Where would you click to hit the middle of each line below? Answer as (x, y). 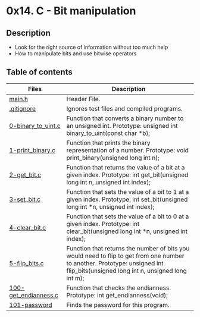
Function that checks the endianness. (119, 288)
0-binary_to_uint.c (35, 125)
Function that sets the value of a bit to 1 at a (128, 192)
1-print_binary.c (32, 150)
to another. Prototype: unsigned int (115, 263)
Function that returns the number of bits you (128, 248)
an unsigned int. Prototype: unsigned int (122, 125)
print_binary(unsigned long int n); (113, 158)
